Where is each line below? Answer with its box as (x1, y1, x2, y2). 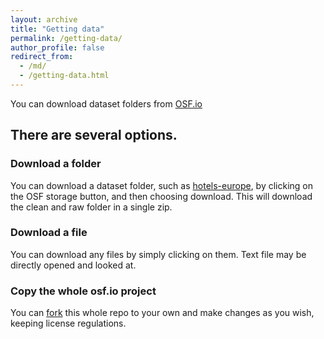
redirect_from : (10, 52, 74, 62)
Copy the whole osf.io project (10, 284, 157, 298)
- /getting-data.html (19, 71, 110, 81)
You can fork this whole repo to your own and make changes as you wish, (10, 307, 315, 319)
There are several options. (10, 127, 178, 144)
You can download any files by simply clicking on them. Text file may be (10, 248, 307, 260)
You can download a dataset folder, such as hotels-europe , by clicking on (10, 179, 314, 191)
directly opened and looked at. (10, 259, 137, 271)
